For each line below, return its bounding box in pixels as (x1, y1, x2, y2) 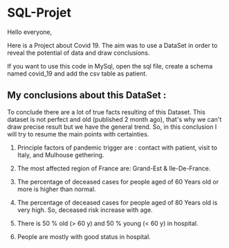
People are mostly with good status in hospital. (17, 232, 151, 240)
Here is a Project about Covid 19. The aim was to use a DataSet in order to (7, 41, 218, 49)
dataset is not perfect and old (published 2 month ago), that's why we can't (7, 115, 222, 123)
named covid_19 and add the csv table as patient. (7, 69, 147, 78)
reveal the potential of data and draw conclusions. (7, 48, 150, 57)
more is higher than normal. (17, 185, 96, 193)
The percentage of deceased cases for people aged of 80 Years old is (17, 198, 218, 206)
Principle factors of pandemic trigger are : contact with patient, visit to (17, 143, 218, 152)
